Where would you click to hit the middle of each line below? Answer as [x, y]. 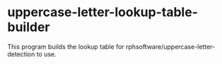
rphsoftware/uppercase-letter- [171, 46]
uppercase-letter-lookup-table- [103, 12]
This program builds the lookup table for [66, 46]
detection [21, 54]
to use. [46, 54]
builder [29, 27]
